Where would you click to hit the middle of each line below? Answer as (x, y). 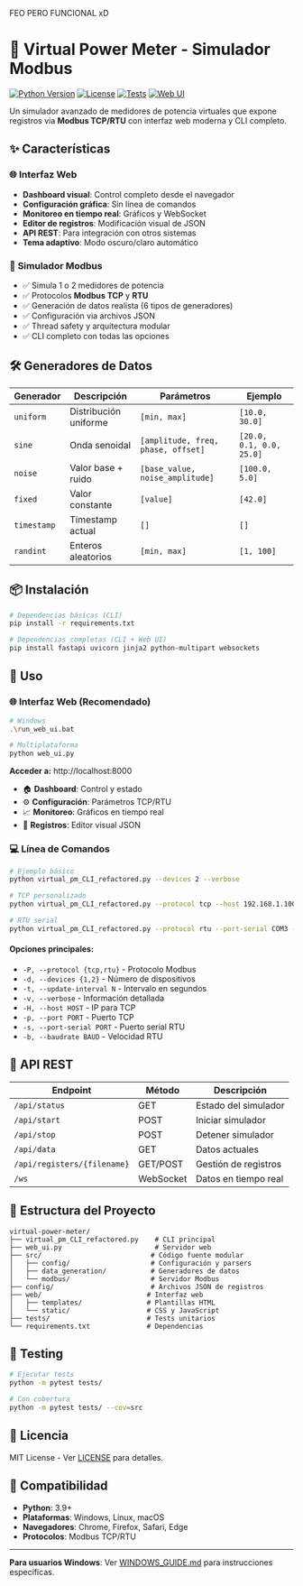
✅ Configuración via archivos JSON (89, 316)
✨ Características (60, 149)
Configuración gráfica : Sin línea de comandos (109, 204)
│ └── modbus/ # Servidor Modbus (115, 1279)
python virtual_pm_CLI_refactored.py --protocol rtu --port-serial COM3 (149, 928)
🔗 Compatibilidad (59, 1486)
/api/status (40, 1105)
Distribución (96, 411)
